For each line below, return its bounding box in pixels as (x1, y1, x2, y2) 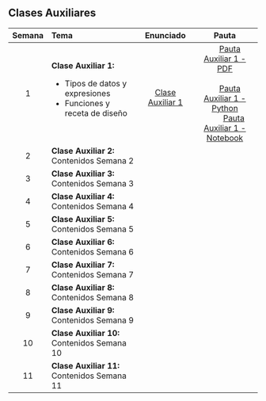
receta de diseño (64, 107, 128, 118)
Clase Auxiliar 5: (51, 213, 115, 224)
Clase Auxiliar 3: (51, 168, 115, 179)
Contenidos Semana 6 (51, 246, 135, 257)
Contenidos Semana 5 (51, 223, 135, 235)
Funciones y (64, 97, 111, 109)
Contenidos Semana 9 (51, 315, 135, 326)
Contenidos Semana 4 (51, 200, 135, 212)
